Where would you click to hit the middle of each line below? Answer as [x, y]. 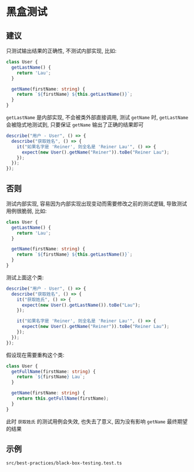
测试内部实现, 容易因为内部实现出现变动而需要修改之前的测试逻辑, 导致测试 [96, 203]
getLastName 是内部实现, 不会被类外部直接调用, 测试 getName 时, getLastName [97, 117]
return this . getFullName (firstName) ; [63, 399]
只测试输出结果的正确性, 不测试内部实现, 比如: [61, 51]
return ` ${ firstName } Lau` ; [51, 377]
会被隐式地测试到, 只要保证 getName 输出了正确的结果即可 [75, 125]
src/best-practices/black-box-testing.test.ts [64, 463]
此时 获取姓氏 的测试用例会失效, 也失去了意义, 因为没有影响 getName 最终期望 [97, 421]
